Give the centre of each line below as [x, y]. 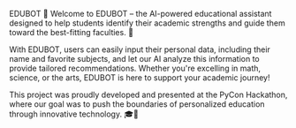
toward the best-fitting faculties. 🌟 [72, 32]
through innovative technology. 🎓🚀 [74, 114]
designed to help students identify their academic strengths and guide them [147, 23]
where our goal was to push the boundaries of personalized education [137, 104]
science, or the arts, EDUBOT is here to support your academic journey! [140, 78]
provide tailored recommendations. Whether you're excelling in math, [135, 68]
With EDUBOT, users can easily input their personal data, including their [140, 49]
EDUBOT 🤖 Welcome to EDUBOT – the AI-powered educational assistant [140, 14]
